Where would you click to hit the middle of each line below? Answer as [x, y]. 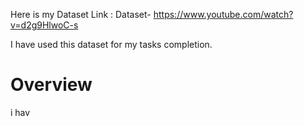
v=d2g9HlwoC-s [44, 25]
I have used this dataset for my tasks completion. [111, 44]
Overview [51, 85]
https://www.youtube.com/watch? [223, 14]
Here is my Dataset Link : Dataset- [81, 14]
